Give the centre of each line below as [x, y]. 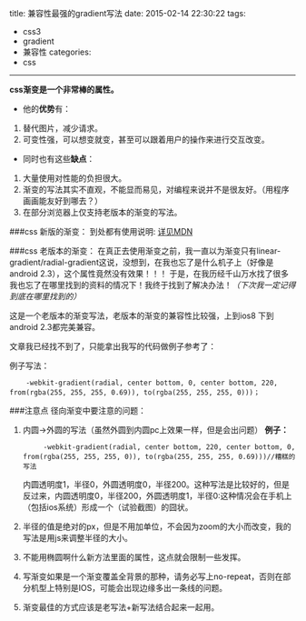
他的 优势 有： [46, 109]
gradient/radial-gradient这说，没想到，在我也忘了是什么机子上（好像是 [142, 262]
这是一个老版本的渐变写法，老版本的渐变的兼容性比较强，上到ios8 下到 [142, 316]
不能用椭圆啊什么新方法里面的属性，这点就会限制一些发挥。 [134, 557]
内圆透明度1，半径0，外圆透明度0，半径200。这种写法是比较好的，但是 [156, 484]
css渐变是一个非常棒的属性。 [64, 90]
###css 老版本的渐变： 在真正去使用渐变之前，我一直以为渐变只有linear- [145, 251]
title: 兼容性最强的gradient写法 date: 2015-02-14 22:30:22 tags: [128, 13]
